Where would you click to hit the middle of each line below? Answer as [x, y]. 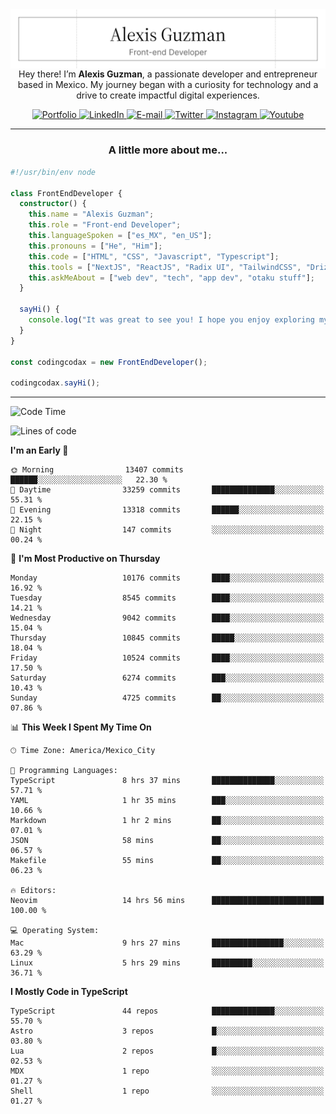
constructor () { [53, 204]
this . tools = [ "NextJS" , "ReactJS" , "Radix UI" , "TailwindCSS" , [165, 267]
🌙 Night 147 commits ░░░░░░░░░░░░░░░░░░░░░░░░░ [167, 530]
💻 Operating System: [55, 931]
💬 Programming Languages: [64, 771]
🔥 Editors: [33, 891]
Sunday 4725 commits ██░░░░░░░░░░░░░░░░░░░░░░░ [167, 698]
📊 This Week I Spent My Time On [81, 727]
